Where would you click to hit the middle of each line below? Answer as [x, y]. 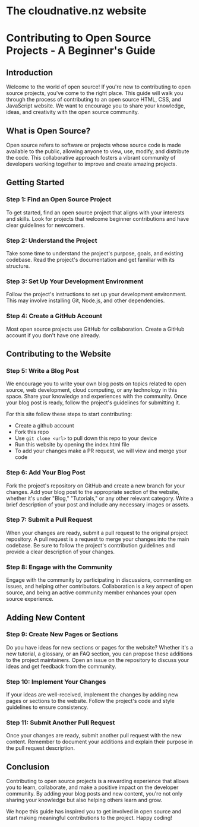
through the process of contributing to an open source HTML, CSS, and [94, 100]
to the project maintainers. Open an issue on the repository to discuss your [98, 660]
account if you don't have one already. [53, 335]
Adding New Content [45, 618]
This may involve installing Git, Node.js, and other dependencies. [86, 300]
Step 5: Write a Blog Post [42, 370]
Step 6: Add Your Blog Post [46, 473]
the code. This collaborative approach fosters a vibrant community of [91, 158]
